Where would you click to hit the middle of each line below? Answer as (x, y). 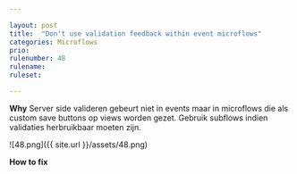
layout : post (34, 25)
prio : (19, 50)
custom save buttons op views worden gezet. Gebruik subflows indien (139, 118)
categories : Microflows (54, 42)
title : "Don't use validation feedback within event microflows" (136, 33)
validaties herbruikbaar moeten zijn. (75, 127)
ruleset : (25, 75)
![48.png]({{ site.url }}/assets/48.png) (79, 145)
